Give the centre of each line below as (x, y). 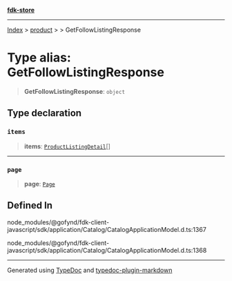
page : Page (39, 184)
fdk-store (21, 10)
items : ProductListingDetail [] (67, 146)
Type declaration (44, 113)
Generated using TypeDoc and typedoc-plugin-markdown (90, 270)
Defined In (30, 205)
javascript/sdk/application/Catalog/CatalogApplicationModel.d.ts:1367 (107, 229)
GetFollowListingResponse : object (75, 91)
